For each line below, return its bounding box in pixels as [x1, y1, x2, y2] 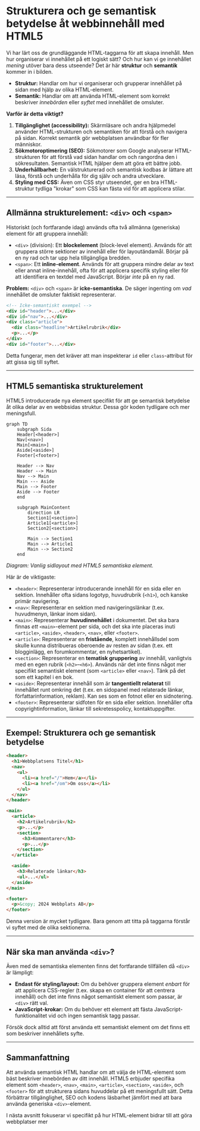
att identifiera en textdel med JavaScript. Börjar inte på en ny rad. [14, 273, 176, 280]
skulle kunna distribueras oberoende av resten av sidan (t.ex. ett [14, 642, 173, 649]
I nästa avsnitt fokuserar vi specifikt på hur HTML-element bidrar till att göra [6, 1111, 192, 1118]
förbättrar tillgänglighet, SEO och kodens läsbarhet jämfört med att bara [6, 1093, 182, 1101]
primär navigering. [14, 597, 61, 605]
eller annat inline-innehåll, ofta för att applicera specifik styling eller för [14, 267, 189, 274]
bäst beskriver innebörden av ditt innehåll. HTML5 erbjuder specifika [6, 1074, 175, 1082]
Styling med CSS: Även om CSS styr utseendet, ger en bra [14, 179, 160, 186]
